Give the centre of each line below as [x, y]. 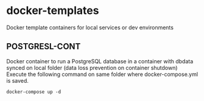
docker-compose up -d [34, 92]
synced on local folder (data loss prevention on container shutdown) [92, 68]
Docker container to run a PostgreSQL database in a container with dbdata [100, 61]
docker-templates [53, 11]
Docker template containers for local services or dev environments [90, 27]
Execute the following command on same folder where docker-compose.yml [102, 74]
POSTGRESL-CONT [44, 47]
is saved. [18, 80]
